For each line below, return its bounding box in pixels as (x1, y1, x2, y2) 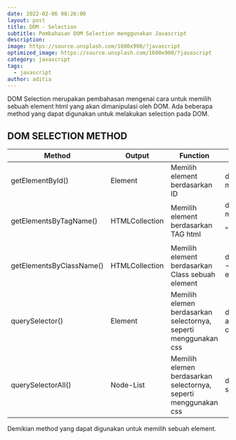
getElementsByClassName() (11, 261, 104, 271)
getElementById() (11, 176, 69, 186)
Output (125, 151, 150, 161)
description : (7, 36, 46, 44)
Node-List (110, 380, 145, 390)
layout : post (7, 17, 46, 24)
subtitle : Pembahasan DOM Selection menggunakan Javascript (7, 29, 188, 37)
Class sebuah (171, 269, 216, 279)
